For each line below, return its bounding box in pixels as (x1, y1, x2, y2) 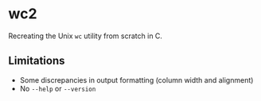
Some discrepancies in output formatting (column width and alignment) (19, 75, 254, 84)
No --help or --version (19, 84, 96, 93)
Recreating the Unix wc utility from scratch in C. (8, 31, 163, 41)
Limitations (8, 54, 65, 68)
